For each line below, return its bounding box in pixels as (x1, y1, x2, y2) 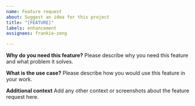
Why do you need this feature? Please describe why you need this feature (6, 52, 188, 59)
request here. (6, 94, 39, 101)
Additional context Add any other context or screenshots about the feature (6, 87, 190, 94)
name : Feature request (6, 8, 62, 15)
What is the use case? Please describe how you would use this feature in (6, 69, 186, 77)
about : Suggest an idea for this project (6, 14, 110, 20)
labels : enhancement (6, 25, 57, 31)
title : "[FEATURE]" (6, 19, 54, 25)
